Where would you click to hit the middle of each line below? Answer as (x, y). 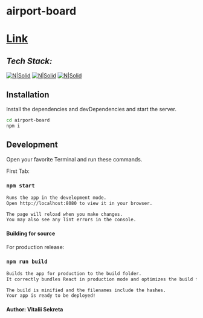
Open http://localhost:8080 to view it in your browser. (79, 203)
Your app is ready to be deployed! (51, 296)
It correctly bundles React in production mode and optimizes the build (100, 279)
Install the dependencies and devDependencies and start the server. (92, 109)
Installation (28, 95)
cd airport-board (28, 120)
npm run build (27, 262)
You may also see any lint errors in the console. (71, 220)
